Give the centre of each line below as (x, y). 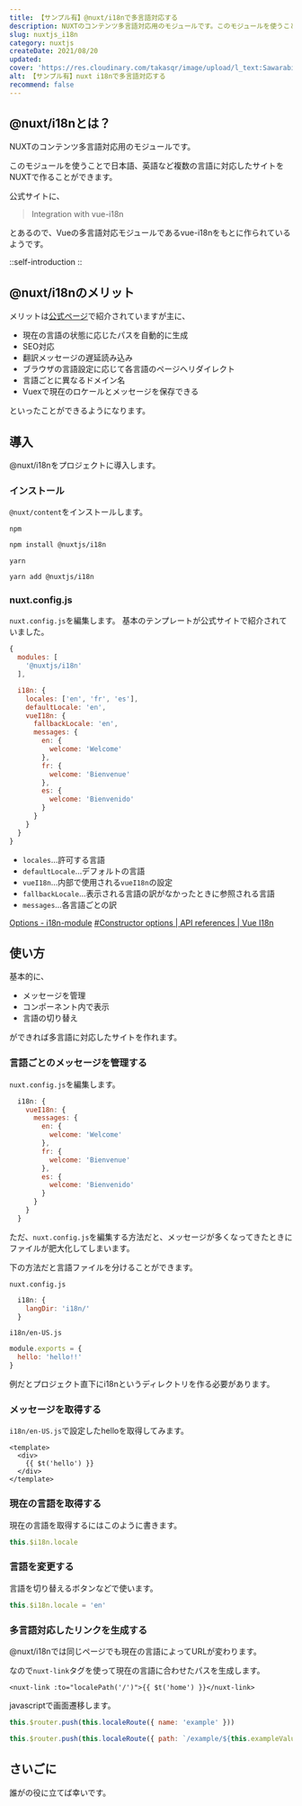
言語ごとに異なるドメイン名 (74, 380)
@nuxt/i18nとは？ (60, 124)
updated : (26, 59)
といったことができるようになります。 (80, 411)
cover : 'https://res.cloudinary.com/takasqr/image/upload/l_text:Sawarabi (152, 68)
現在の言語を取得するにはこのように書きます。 (96, 1525)
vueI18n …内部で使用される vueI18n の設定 (98, 882)
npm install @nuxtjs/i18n (58, 545)
